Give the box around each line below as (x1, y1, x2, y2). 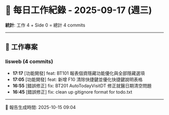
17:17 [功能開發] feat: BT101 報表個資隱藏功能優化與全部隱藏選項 (12, 70, 145, 76)
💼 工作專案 (5, 43, 38, 51)
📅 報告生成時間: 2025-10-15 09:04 (5, 104, 76, 110)
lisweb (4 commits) (5, 58, 53, 65)
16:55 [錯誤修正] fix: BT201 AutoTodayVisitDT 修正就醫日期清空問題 (12, 82, 152, 88)
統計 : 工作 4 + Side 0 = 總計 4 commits (5, 22, 86, 28)
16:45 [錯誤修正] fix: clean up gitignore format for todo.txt (12, 88, 132, 95)
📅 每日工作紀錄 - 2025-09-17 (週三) (5, 4, 152, 16)
